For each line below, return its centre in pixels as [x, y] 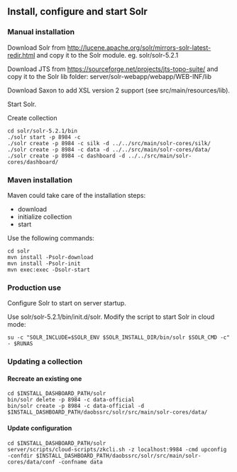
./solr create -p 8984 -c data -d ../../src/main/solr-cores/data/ [109, 150]
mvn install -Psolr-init [44, 263]
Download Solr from [37, 47]
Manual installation [41, 32]
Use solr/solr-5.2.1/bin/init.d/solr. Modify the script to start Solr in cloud [111, 317]
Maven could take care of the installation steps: [77, 195]
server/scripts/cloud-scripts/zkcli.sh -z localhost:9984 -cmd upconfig [117, 449]
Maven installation [40, 179]
